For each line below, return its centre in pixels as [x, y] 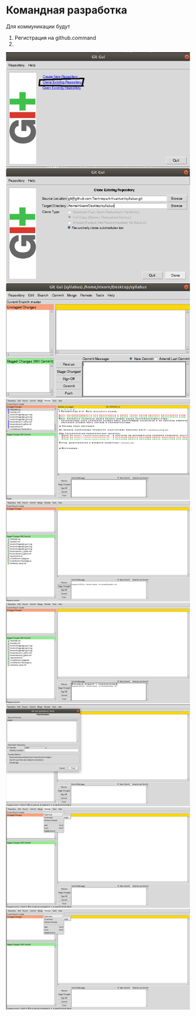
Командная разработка [66, 10]
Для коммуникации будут [38, 26]
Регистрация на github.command [55, 37]
